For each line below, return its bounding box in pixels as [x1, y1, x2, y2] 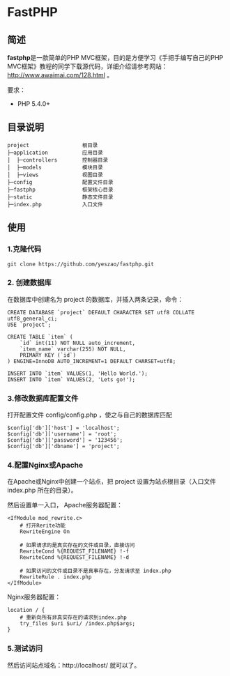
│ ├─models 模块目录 [7, 164, 103, 171]
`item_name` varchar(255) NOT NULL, [20, 346, 127, 353]
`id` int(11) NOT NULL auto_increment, [20, 339, 136, 346]
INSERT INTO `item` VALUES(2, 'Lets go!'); [7, 376, 136, 383]
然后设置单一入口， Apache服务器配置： [7, 501, 123, 509]
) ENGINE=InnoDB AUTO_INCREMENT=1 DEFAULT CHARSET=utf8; [7, 358, 176, 364]
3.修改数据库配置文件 [7, 393, 79, 403]
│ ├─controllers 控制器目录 [7, 156, 109, 164]
